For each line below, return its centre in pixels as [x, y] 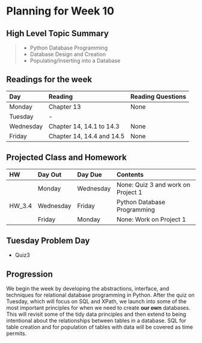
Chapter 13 [65, 107]
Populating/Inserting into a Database [75, 61]
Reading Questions [158, 96]
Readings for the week [49, 80]
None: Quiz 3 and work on [153, 184]
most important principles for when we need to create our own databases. [98, 308]
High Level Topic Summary [58, 33]
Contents [130, 174]
